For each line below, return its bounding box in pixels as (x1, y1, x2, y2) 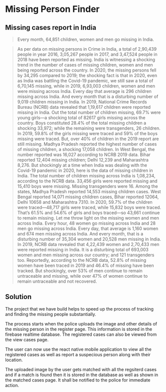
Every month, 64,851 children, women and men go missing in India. (17, 36, 155, 42)
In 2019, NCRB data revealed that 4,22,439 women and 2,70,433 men (17, 241, 160, 247)
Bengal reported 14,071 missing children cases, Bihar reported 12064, (17, 194, 159, 200)
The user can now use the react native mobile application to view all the (5, 346, 152, 352)
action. (5, 382, 19, 388)
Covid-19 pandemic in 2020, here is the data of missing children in (17, 167, 153, 173)
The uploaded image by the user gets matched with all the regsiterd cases (5, 366, 157, 372)
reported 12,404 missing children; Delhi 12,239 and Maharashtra (17, 157, 149, 162)
